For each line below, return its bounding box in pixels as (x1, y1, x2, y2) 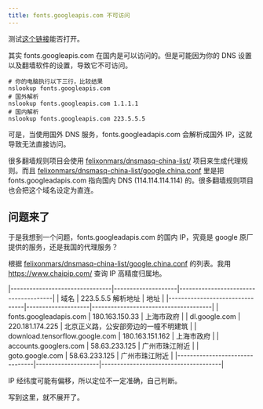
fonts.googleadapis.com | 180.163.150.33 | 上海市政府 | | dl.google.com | (8, 312, 241, 321)
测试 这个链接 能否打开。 (8, 34, 84, 43)
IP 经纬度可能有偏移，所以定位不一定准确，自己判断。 (8, 376, 182, 385)
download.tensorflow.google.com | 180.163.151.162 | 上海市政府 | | (8, 331, 220, 341)
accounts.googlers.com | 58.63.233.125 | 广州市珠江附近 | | (8, 342, 199, 351)
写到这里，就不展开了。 (8, 393, 84, 402)
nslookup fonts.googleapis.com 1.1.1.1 (8, 100, 139, 107)
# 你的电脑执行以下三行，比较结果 (8, 78, 104, 85)
